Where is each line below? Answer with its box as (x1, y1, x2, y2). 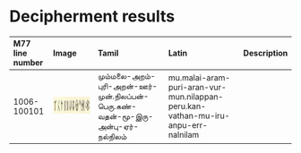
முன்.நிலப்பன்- (97, 90, 150, 101)
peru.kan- (168, 101, 206, 112)
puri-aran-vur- (168, 82, 227, 93)
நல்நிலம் (97, 131, 127, 141)
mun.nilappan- (168, 91, 224, 102)
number (13, 57, 44, 68)
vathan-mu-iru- (168, 110, 230, 122)
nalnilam (168, 130, 200, 140)
